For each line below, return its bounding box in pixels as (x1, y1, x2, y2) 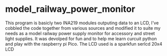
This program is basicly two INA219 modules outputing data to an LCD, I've (5, 20, 159, 26)
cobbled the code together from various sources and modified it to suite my (5, 25, 161, 31)
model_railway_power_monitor (5, 3, 136, 15)
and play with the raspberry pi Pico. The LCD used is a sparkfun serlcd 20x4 (5, 41, 163, 47)
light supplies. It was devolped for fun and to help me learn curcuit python (5, 36, 157, 42)
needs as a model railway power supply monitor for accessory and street (5, 30, 156, 36)
